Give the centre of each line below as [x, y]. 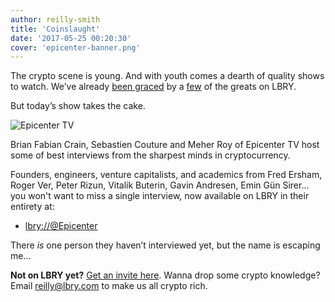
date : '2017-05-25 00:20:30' [71, 38]
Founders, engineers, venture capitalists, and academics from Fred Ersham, [166, 175]
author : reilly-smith [55, 19]
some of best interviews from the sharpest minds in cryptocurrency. [150, 155]
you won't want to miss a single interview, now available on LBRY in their [160, 196]
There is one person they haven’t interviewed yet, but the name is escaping [165, 245]
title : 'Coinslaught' [55, 29]
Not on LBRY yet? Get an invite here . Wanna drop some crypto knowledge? [165, 275]
